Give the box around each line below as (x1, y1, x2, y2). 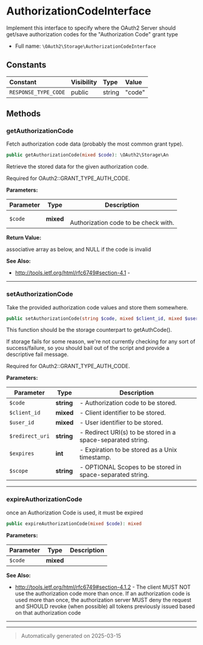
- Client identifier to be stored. (79, 409, 166, 417)
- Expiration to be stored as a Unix (79, 446, 177, 454)
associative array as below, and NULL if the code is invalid (6, 246, 151, 253)
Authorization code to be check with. (69, 219, 175, 227)
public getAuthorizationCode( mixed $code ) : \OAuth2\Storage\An (6, 152, 169, 158)
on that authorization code (14, 609, 82, 616)
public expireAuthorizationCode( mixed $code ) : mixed (6, 520, 142, 527)
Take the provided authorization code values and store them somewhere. (6, 303, 188, 311)
